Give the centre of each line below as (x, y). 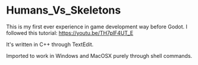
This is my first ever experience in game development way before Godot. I (97, 27)
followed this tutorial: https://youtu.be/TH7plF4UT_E (70, 32)
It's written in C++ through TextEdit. (50, 44)
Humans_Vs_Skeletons (64, 10)
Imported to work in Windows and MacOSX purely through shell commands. (99, 56)
